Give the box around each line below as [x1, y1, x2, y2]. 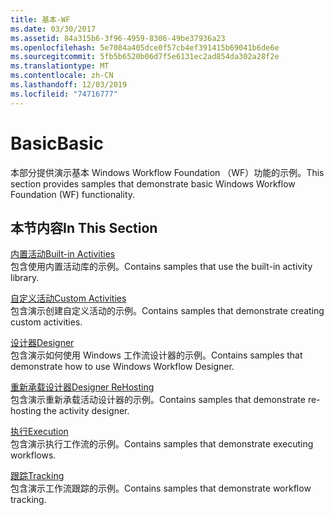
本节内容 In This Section [10, 219, 158, 236]
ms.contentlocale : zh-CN [10, 71, 114, 81]
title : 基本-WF [10, 14, 71, 25]
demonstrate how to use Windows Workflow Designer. [10, 361, 235, 373]
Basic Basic [10, 132, 105, 155]
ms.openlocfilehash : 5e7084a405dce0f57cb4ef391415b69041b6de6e [10, 42, 280, 53]
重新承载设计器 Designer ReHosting [10, 381, 155, 393]
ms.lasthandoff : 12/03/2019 [10, 80, 128, 90]
